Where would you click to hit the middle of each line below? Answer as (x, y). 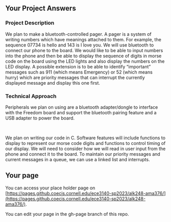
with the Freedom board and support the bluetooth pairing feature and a (81, 112)
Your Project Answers (41, 8)
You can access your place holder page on (50, 188)
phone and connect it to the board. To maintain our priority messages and (83, 154)
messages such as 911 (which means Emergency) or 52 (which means (79, 72)
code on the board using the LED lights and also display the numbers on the (85, 61)
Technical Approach (31, 96)
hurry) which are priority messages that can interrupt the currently (75, 77)
